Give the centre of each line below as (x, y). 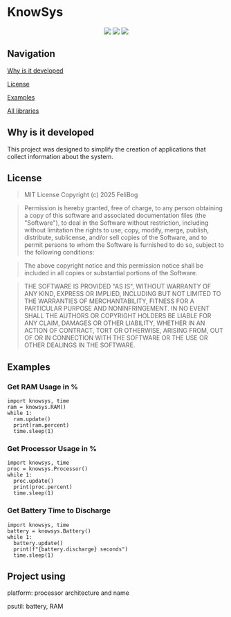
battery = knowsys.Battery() (49, 531)
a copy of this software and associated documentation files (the (115, 216)
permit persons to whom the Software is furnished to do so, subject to (124, 245)
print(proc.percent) (43, 487)
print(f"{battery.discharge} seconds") (71, 549)
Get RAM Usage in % (43, 387)
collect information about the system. (60, 156)
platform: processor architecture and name (68, 593)
